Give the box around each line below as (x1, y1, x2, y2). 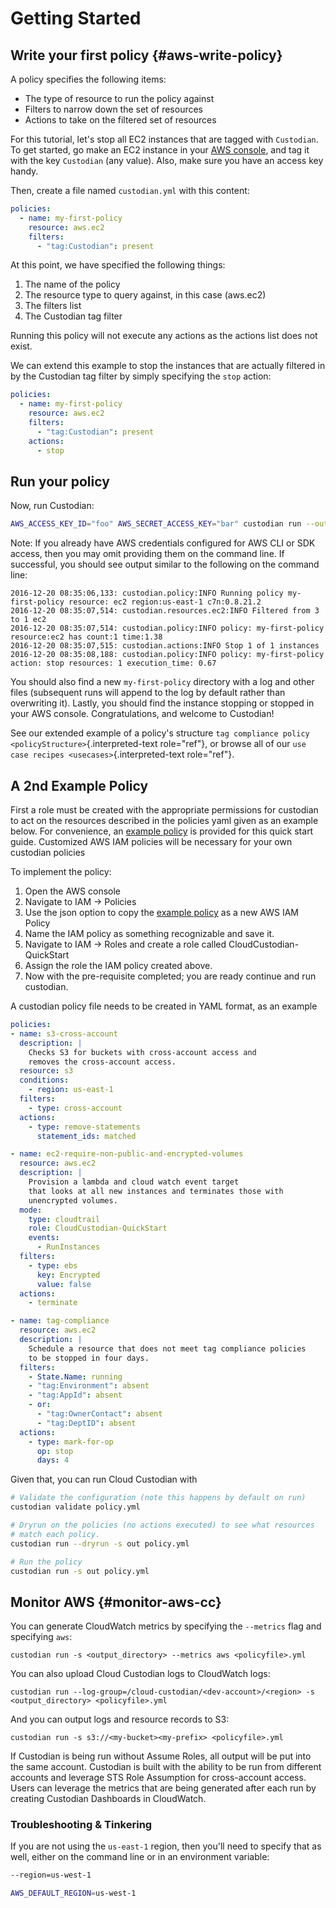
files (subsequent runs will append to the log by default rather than (10, 687, 286, 699)
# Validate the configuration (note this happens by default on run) (10, 1493, 307, 1503)
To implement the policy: (10, 866, 112, 877)
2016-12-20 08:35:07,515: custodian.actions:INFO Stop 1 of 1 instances (10, 641, 320, 651)
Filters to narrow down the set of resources (24, 103, 203, 115)
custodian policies (10, 847, 86, 858)
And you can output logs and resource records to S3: (10, 1713, 230, 1726)
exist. (10, 340, 33, 352)
